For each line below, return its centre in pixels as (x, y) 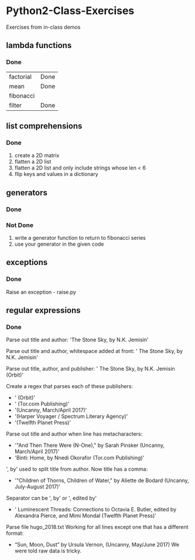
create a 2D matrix (37, 155)
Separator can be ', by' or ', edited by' (52, 498)
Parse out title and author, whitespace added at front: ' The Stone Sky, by (95, 351)
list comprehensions (44, 126)
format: (15, 533)
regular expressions (43, 310)
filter (16, 105)
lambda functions (39, 45)
